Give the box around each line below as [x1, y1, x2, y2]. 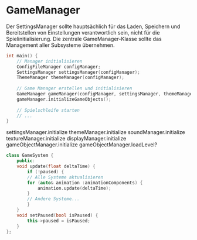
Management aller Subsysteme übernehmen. [6, 42, 116, 49]
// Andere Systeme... [27, 196, 80, 202]
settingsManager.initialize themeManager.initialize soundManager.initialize [6, 129, 186, 136]
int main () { [6, 53, 38, 59]
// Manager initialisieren [16, 58, 83, 64]
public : [16, 158, 35, 164]
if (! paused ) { [27, 169, 64, 174]
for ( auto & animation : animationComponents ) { [27, 180, 143, 186]
